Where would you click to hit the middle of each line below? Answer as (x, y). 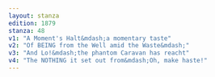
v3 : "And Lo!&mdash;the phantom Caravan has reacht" (99, 53)
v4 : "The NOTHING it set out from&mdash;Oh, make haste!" (108, 61)
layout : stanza (34, 16)
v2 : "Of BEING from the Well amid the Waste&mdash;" (99, 46)
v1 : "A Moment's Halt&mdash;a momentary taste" (90, 38)
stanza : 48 (27, 30)
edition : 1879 (32, 23)
